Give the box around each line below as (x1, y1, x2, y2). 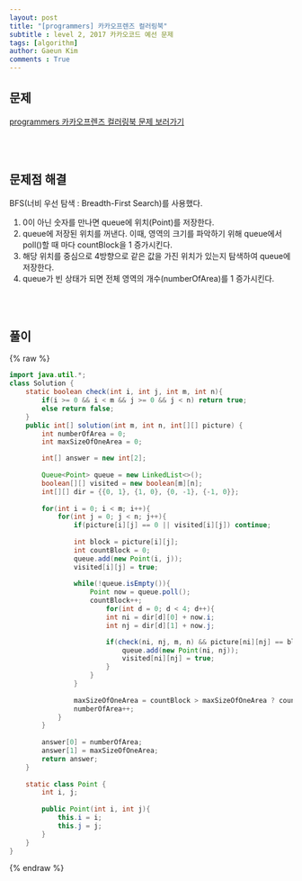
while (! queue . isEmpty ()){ (73, 580, 171, 589)
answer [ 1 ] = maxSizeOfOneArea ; (41, 746, 159, 756)
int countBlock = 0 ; (73, 545, 151, 554)
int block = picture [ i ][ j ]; (73, 537, 179, 547)
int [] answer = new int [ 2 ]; (41, 454, 147, 463)
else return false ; (41, 404, 115, 413)
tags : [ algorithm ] (9, 38, 78, 48)
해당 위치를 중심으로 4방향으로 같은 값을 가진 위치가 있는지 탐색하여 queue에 (22, 250, 291, 261)
